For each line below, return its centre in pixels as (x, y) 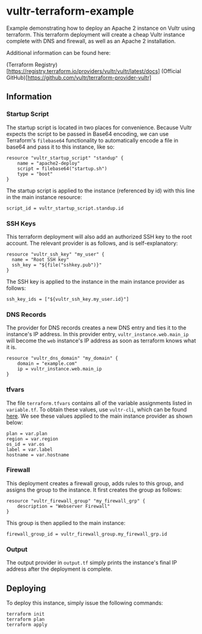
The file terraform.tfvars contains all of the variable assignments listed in (99, 403)
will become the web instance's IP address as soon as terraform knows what (101, 341)
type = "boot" (35, 174)
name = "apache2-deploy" (49, 163)
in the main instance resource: (44, 197)
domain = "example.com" (47, 364)
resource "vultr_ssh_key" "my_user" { (55, 254)
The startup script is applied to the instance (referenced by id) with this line (101, 191)
